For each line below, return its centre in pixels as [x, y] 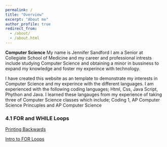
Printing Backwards [26, 129]
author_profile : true [28, 24]
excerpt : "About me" [27, 19]
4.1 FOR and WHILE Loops [37, 118]
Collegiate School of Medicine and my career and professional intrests [78, 58]
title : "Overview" [25, 15]
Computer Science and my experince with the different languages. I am [79, 83]
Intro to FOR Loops [25, 139]
